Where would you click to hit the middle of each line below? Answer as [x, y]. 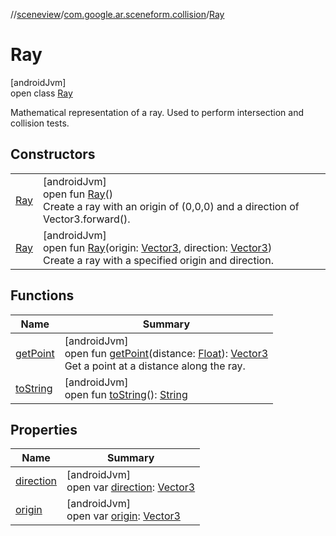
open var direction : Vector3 [131, 487]
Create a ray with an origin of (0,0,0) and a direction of [171, 206]
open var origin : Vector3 [123, 516]
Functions [42, 295]
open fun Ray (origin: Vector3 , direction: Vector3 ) [157, 247]
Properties [44, 429]
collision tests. [40, 123]
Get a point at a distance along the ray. [155, 366]
